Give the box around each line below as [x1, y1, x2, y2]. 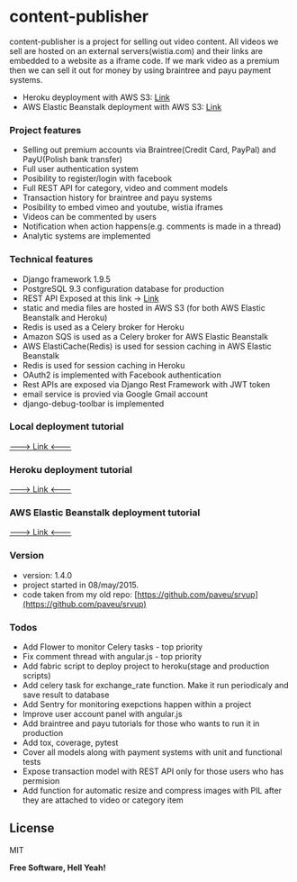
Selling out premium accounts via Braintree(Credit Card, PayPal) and [22, 144, 276, 155]
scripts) [22, 670, 51, 681]
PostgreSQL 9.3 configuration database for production [22, 283, 225, 294]
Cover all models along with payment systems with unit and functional [22, 747, 283, 758]
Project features [9, 123, 82, 136]
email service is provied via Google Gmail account [22, 388, 209, 399]
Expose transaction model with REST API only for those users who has [22, 766, 284, 777]
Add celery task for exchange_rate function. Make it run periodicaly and [22, 680, 290, 691]
